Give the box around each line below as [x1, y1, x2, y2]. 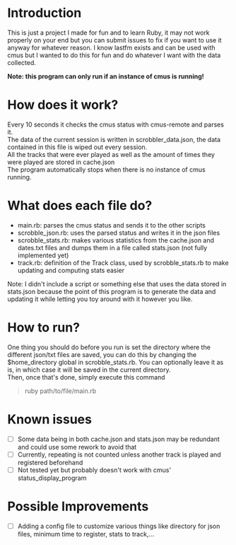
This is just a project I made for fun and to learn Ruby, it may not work [7, 28, 210, 37]
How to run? [7, 320, 80, 335]
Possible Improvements [7, 498, 149, 515]
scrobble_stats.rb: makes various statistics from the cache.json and [17, 235, 214, 245]
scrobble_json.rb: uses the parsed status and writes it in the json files [17, 228, 220, 237]
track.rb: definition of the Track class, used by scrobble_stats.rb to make [17, 258, 229, 266]
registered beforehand [17, 458, 83, 467]
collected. [7, 58, 37, 66]
